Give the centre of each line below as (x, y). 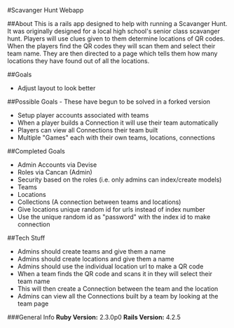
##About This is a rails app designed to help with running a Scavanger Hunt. (117, 23)
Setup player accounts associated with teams (83, 115)
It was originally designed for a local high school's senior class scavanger (114, 31)
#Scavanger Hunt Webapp (46, 10)
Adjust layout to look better (56, 88)
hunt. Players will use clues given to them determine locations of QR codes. (116, 39)
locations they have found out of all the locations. (78, 61)
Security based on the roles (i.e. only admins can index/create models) (119, 179)
